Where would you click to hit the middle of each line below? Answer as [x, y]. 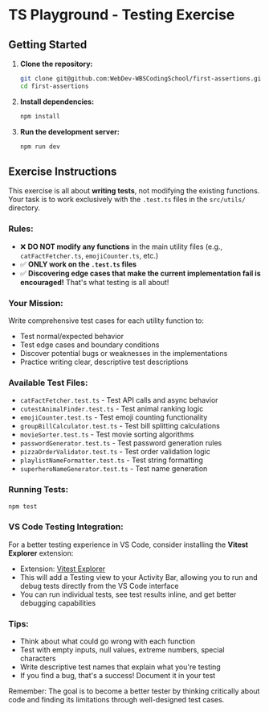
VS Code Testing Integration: [66, 527]
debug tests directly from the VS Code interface [99, 586]
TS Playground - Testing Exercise [122, 15]
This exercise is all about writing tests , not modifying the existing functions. [134, 191]
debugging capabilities [58, 602]
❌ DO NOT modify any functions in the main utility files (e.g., [121, 246]
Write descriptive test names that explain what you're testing [120, 667]
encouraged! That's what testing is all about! [94, 282]
